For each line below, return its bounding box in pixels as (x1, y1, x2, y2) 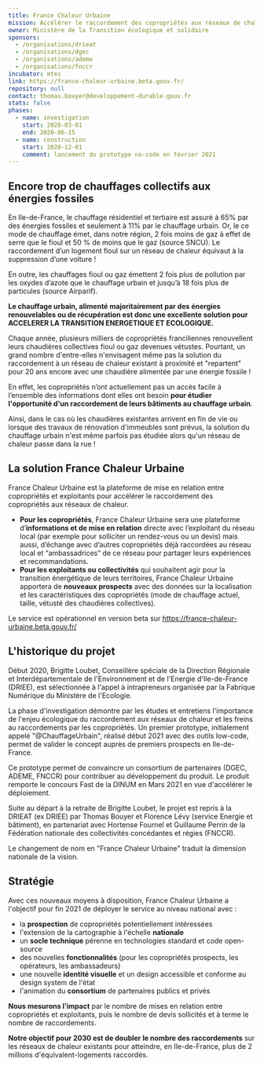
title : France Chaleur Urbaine (8, 11, 111, 20)
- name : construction (15, 135, 86, 144)
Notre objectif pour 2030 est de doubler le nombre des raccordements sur (8, 1033, 255, 1043)
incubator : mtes (8, 70, 61, 78)
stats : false (8, 99, 51, 107)
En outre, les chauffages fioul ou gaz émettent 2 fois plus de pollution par (8, 270, 246, 279)
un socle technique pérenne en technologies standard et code (19, 936, 223, 945)
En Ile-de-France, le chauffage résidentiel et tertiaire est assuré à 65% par (8, 213, 249, 223)
